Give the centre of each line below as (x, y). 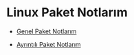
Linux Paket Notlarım (67, 13)
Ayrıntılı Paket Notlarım (48, 44)
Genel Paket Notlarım (46, 31)
